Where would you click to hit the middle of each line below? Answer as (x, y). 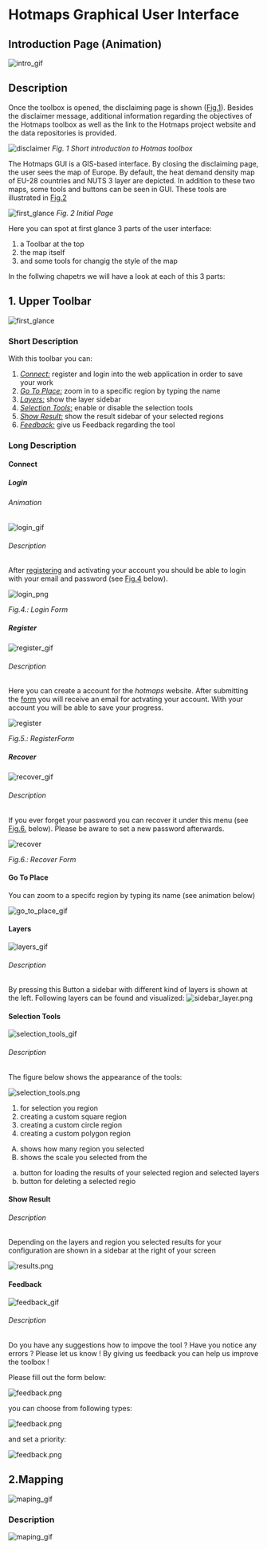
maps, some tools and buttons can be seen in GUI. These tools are (118, 189)
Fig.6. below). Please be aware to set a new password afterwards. (116, 828)
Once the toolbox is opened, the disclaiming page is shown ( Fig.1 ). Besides (131, 107)
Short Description (43, 341)
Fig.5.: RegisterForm (41, 739)
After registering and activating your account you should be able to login (127, 571)
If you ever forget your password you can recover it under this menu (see (128, 820)
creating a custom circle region (71, 1124)
